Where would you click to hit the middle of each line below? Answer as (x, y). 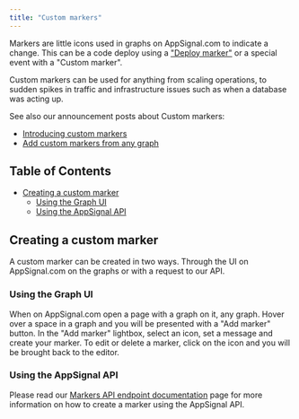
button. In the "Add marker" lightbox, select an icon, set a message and (141, 333)
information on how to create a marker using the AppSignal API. (127, 404)
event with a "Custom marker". (66, 62)
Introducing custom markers (75, 133)
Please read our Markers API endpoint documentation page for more (136, 395)
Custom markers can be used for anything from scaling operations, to (138, 79)
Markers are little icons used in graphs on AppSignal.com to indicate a (139, 43)
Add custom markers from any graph (91, 143)
